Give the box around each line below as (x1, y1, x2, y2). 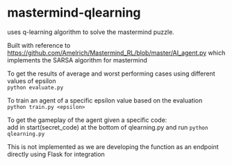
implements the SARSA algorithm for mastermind (7, 55, 148, 64)
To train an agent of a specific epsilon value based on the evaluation (7, 96, 203, 105)
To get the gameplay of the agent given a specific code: (7, 116, 167, 124)
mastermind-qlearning (7, 5, 141, 21)
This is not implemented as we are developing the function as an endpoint (7, 142, 219, 150)
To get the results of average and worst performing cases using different (7, 69, 215, 78)
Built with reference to (7, 41, 71, 49)
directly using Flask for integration (7, 150, 106, 158)
